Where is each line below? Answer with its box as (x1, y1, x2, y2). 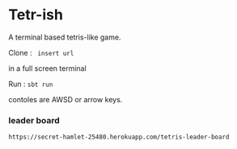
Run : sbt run (8, 79, 53, 89)
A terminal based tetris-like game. (8, 32, 121, 42)
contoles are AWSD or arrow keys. (8, 94, 123, 104)
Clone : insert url (8, 48, 74, 57)
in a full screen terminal (8, 63, 87, 73)
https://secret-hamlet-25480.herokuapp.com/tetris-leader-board (8, 133, 230, 142)
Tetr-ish (8, 6, 63, 24)
